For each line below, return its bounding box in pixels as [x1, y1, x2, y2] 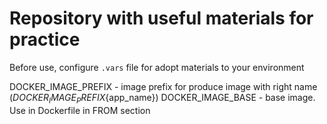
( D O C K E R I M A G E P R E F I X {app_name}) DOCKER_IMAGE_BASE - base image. [9, 91, 316, 106]
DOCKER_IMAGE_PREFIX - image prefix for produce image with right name [9, 80, 318, 92]
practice [9, 28, 81, 51]
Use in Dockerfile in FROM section [9, 104, 151, 116]
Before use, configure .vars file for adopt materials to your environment [9, 61, 305, 73]
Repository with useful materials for [9, 7, 314, 30]
